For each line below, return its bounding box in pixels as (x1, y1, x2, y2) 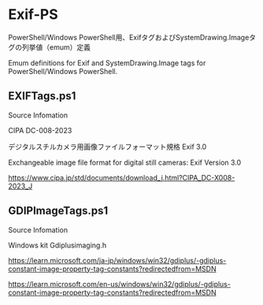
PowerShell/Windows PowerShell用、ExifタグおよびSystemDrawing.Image (8, 32, 250, 42)
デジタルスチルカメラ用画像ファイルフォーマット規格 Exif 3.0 (8, 142, 207, 151)
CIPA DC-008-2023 (8, 125, 72, 135)
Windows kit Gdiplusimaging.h (8, 240, 107, 250)
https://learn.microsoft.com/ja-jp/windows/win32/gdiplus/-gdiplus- (8, 255, 227, 265)
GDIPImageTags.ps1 (8, 204, 109, 218)
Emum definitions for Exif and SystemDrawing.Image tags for (8, 58, 206, 68)
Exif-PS (8, 6, 58, 24)
